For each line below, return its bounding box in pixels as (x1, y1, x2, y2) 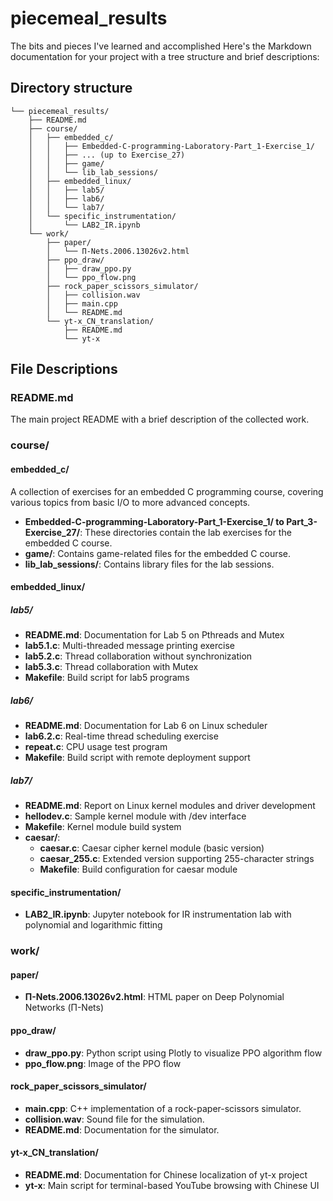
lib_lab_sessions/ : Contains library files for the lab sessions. (24, 558, 275, 570)
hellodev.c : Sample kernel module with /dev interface (24, 810, 247, 822)
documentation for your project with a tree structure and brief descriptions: (10, 50, 320, 62)
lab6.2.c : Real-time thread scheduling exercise (24, 730, 219, 742)
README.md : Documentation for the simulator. (24, 1123, 220, 1136)
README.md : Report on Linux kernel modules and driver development (24, 800, 316, 812)
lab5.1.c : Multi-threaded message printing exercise (24, 640, 235, 652)
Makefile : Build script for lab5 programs (24, 672, 190, 684)
